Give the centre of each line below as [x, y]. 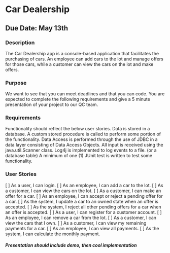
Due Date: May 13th [37, 28]
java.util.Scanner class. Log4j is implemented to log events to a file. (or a [81, 150]
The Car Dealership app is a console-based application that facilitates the [82, 53]
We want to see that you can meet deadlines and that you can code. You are [85, 94]
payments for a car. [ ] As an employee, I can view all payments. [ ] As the [82, 228]
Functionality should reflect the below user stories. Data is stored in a [78, 129]
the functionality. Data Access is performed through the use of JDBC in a [82, 139]
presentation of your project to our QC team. [52, 104]
